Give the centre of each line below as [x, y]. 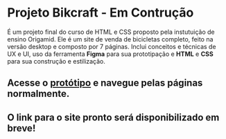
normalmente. [38, 94]
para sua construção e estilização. [56, 61]
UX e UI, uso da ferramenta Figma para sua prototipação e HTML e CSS [110, 54]
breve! [21, 128]
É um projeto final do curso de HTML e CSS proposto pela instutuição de [111, 32]
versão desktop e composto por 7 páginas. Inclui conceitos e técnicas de [112, 46]
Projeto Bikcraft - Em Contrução [101, 13]
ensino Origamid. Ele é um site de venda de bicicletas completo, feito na [110, 39]
